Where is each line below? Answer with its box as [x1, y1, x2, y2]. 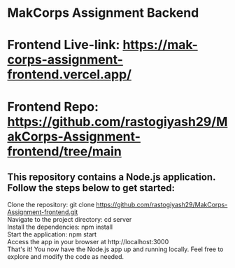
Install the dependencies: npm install [7, 223, 113, 232]
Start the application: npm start [7, 230, 97, 239]
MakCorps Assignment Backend [7, 5, 199, 21]
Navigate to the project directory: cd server [7, 216, 132, 224]
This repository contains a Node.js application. [7, 171, 216, 183]
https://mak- [122, 37, 198, 53]
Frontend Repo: [7, 99, 99, 115]
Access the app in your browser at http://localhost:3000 [7, 238, 169, 246]
